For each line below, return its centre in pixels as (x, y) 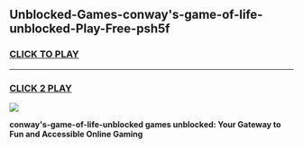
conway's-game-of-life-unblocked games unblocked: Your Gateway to (145, 124)
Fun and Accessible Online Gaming (76, 134)
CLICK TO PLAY (44, 55)
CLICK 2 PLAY (41, 88)
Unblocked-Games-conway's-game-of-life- (136, 15)
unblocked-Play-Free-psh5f (90, 29)
